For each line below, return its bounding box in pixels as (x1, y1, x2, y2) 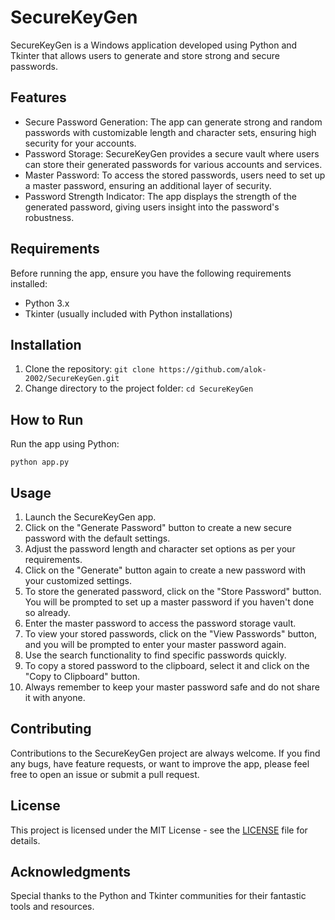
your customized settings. (24, 575, 133, 586)
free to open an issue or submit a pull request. (10, 768, 200, 780)
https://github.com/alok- (158, 365, 267, 375)
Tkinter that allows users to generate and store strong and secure (10, 49, 280, 61)
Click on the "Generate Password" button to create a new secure (24, 522, 292, 533)
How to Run (10, 411, 84, 428)
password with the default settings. (24, 532, 171, 544)
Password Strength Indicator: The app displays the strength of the (24, 190, 297, 202)
